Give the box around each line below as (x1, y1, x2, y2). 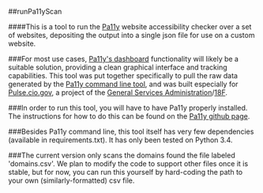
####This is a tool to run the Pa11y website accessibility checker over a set (8, 22, 252, 31)
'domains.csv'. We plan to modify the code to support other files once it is (8, 159, 249, 168)
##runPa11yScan (8, 7, 62, 16)
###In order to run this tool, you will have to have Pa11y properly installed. (8, 103, 248, 112)
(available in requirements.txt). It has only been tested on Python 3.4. (8, 135, 233, 145)
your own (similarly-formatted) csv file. (8, 176, 135, 185)
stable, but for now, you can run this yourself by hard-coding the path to (8, 168, 243, 176)
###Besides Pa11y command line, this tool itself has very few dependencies (8, 127, 254, 136)
